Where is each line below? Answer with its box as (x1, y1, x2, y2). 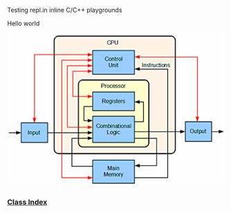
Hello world (7, 19, 40, 27)
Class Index (7, 197, 48, 207)
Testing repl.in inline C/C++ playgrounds (7, 6, 122, 14)
